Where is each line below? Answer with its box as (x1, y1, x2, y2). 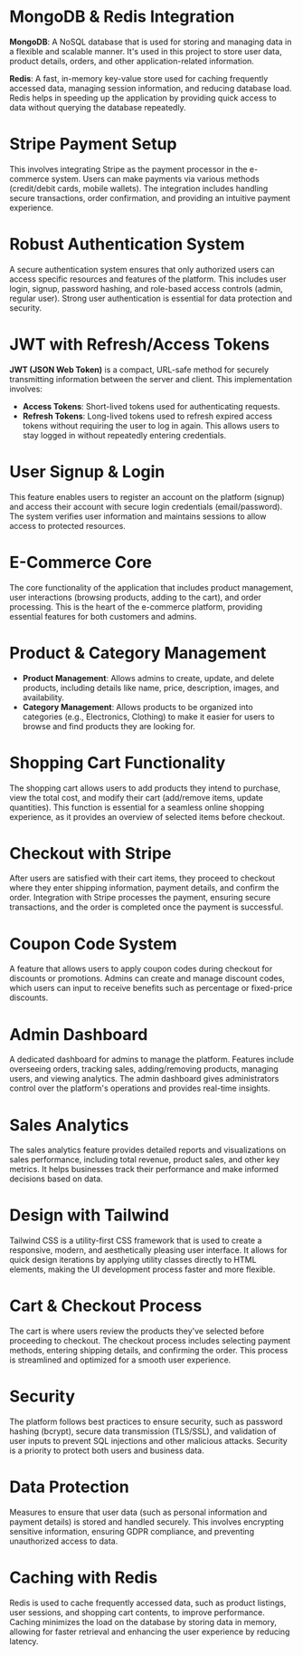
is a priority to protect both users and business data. (9, 1445, 205, 1456)
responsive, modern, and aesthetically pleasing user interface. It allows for (9, 1245, 288, 1256)
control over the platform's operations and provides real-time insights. (9, 1083, 271, 1093)
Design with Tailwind (9, 1205, 170, 1226)
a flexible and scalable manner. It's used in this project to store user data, (9, 45, 282, 56)
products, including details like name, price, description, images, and (22, 682, 279, 693)
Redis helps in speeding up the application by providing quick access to (9, 92, 278, 103)
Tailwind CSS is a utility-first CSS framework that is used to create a (9, 1235, 262, 1247)
